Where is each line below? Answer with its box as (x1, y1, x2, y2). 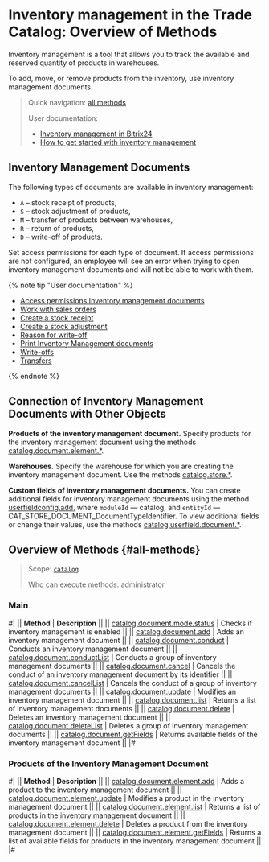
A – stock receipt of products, (19, 197, 117, 207)
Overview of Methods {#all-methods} (8, 542, 201, 556)
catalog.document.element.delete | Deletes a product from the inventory (8, 819, 248, 828)
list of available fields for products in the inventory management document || (8, 835, 262, 846)
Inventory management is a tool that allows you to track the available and (8, 49, 251, 59)
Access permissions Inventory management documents (19, 295, 205, 305)
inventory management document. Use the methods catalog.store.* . (8, 469, 233, 480)
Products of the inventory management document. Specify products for (8, 428, 251, 438)
